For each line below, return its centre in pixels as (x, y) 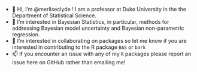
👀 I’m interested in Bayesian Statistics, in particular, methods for (90, 22)
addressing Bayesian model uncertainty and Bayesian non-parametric (98, 28)
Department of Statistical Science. (54, 15)
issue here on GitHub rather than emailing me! (69, 62)
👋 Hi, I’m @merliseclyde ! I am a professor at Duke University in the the (99, 9)
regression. (26, 35)
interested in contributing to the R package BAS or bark (79, 47)
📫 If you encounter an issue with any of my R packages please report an (101, 54)
